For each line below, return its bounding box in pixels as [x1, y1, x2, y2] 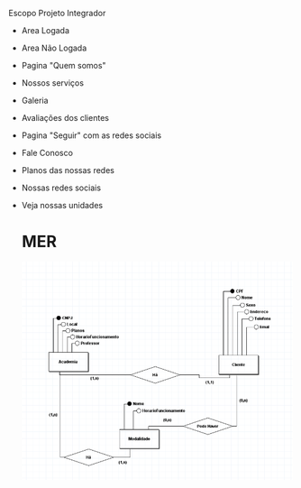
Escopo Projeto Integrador [8, 8, 106, 18]
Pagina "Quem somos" [21, 60, 106, 70]
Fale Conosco [21, 148, 74, 158]
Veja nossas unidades [21, 200, 104, 210]
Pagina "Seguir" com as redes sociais [21, 130, 162, 141]
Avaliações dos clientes [21, 113, 110, 123]
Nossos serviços [21, 78, 85, 88]
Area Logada [21, 25, 69, 35]
